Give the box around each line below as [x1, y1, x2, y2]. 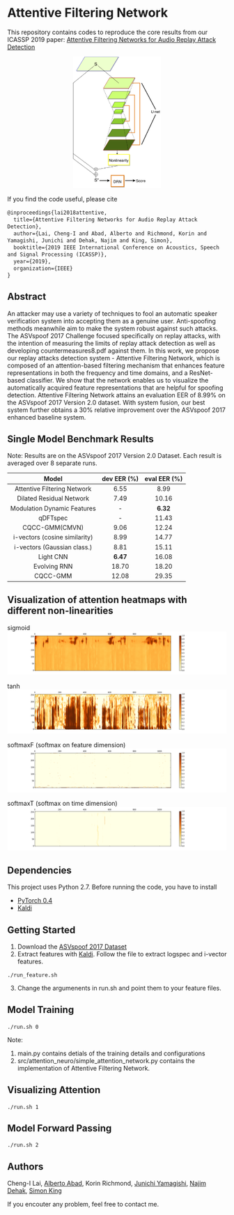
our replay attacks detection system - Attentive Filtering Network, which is [7, 353, 221, 362]
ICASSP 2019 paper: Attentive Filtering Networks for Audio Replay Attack [7, 35, 217, 43]
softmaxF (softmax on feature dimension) [7, 740, 126, 749]
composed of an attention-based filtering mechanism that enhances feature [7, 361, 225, 369]
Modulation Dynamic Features [10, 504, 96, 512]
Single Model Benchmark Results [7, 434, 155, 445]
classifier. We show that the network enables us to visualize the [26, 376, 209, 384]
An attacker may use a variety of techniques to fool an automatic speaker [7, 309, 218, 318]
